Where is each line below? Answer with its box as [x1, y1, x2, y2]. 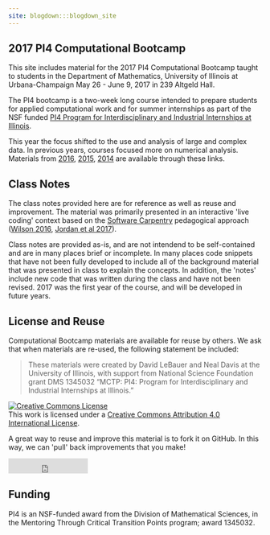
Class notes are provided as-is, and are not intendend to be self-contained [8, 240, 256, 249]
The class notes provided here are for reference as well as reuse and [8, 199, 237, 208]
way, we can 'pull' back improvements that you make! [8, 442, 186, 452]
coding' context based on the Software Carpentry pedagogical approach [8, 216, 249, 225]
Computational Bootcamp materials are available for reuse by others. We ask [8, 335, 262, 346]
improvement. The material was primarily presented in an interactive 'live [8, 207, 249, 217]
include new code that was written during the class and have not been [8, 274, 241, 284]
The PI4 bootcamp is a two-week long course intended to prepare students [8, 96, 258, 105]
